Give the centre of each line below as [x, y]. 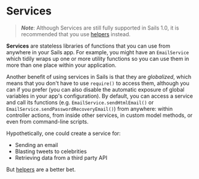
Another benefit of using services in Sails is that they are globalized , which [99, 77]
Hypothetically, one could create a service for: [64, 133]
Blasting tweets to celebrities [51, 151]
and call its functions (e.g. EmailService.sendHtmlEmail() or [80, 102]
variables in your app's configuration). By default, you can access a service [100, 96]
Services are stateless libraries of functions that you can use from [88, 46]
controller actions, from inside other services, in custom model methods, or [99, 115]
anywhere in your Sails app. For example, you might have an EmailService [98, 52]
